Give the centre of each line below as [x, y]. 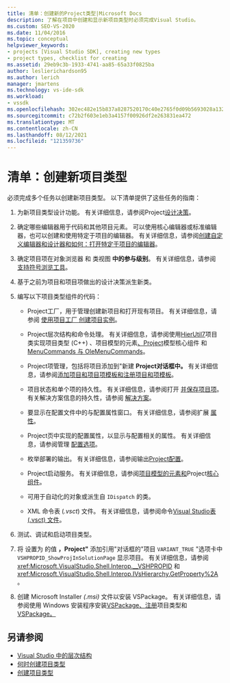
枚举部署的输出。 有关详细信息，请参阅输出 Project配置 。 [107, 459]
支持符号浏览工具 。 [44, 267]
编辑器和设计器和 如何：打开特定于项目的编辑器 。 [92, 244]
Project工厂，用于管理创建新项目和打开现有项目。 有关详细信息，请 [122, 311]
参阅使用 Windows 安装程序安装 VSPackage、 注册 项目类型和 [102, 605]
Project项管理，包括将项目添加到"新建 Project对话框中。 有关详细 [120, 366]
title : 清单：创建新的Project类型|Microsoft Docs [75, 13]
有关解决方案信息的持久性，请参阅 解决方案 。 [91, 398]
